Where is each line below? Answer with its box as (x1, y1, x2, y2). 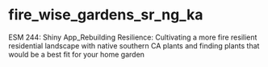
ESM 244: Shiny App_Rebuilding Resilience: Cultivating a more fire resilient (8, 32, 258, 42)
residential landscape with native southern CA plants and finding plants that (8, 40, 260, 50)
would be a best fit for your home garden (8, 49, 145, 59)
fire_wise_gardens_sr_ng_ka (8, 6, 203, 24)
